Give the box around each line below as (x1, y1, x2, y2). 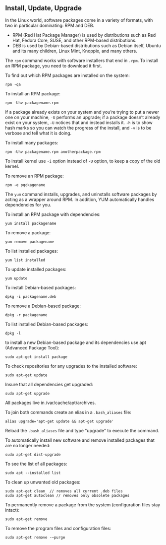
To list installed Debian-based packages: (5, 321, 88, 327)
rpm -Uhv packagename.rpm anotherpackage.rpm (5, 149, 101, 154)
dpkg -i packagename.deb (5, 294, 56, 299)
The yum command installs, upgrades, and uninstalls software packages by (5, 191, 157, 197)
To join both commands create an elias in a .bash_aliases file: (5, 409, 131, 415)
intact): (5, 507, 20, 513)
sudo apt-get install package (5, 354, 68, 359)
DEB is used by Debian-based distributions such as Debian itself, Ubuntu (12, 42, 161, 49)
